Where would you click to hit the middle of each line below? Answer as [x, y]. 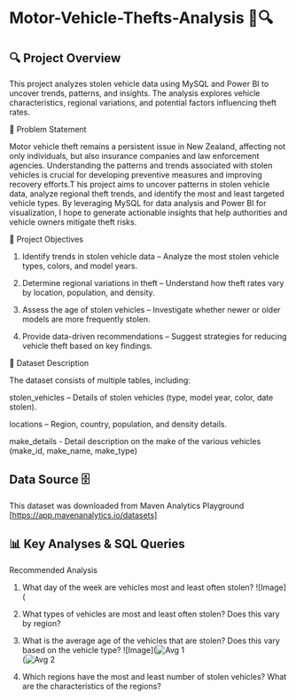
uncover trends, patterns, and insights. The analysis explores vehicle [135, 93]
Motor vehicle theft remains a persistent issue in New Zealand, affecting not [148, 147]
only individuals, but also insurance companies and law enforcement [134, 156]
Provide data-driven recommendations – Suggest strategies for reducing [154, 336]
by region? [41, 623]
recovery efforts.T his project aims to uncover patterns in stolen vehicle [140, 184]
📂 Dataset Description [49, 363]
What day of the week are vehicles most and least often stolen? [138, 587]
